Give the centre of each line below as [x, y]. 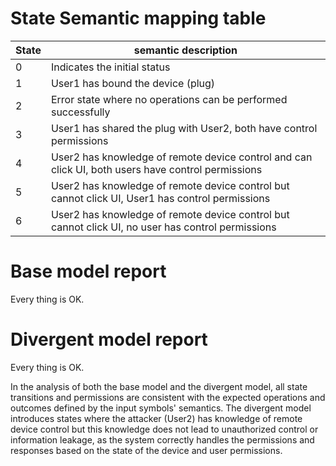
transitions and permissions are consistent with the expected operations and [168, 397]
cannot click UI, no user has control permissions [163, 227]
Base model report [88, 271]
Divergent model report [109, 339]
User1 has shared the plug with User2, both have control [184, 128]
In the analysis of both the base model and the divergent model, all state [159, 386]
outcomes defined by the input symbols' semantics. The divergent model [161, 408]
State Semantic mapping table [138, 18]
